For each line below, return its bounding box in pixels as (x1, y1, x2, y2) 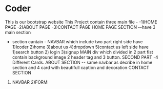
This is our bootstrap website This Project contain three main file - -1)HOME (5, 19, 158, 25)
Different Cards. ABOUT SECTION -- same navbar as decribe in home (12, 59, 153, 65)
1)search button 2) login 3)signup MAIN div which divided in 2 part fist (12, 49, 153, 55)
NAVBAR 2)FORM (12, 79, 48, 85)
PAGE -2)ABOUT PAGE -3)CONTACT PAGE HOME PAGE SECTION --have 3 (5, 24, 156, 30)
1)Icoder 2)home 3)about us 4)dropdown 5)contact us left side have (12, 44, 149, 50)
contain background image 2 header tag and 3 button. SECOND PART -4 (12, 54, 159, 60)
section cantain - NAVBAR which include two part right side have (12, 38, 143, 44)
